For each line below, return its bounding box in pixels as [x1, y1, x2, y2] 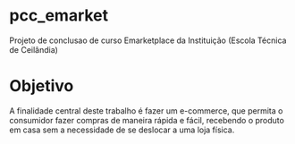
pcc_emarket [9, 5, 109, 26]
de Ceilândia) [9, 44, 58, 55]
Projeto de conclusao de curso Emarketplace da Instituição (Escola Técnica [9, 35, 287, 46]
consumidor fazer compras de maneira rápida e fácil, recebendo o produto [9, 114, 284, 125]
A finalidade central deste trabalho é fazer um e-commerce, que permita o [9, 105, 283, 116]
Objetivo [9, 76, 74, 97]
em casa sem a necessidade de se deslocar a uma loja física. [9, 124, 235, 135]
